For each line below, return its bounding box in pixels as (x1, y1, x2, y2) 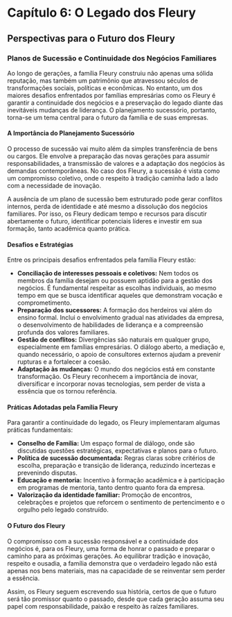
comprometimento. (17, 298, 72, 307)
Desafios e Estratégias (7, 240, 74, 248)
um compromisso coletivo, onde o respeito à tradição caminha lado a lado (7, 174, 218, 183)
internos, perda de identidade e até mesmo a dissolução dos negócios (7, 203, 208, 211)
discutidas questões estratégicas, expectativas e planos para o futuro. (17, 446, 218, 455)
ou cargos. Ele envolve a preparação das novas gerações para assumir (7, 152, 210, 160)
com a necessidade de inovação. (7, 182, 102, 190)
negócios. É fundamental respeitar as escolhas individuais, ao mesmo (17, 284, 217, 292)
